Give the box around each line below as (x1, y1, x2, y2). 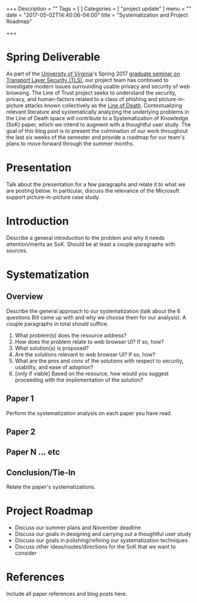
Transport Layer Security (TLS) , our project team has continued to (6, 76, 169, 83)
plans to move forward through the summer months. (6, 140, 134, 147)
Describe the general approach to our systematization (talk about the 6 (6, 307, 181, 315)
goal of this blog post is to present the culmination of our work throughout (6, 127, 188, 134)
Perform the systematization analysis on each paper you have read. (6, 409, 173, 416)
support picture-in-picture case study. (6, 193, 100, 200)
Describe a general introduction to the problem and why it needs (6, 234, 165, 241)
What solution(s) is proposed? (14, 344, 89, 352)
